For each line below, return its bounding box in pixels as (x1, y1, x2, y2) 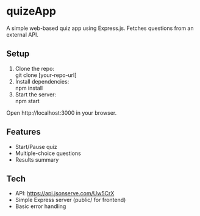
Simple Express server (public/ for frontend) (15, 196, 126, 204)
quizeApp (6, 4, 57, 18)
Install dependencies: (15, 77, 70, 85)
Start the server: (15, 90, 57, 98)
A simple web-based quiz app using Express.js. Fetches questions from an (6, 24, 194, 32)
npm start (15, 97, 40, 104)
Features (6, 127, 41, 137)
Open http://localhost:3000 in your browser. (6, 109, 117, 117)
